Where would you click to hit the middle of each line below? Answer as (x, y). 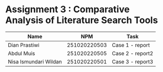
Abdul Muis (22, 53)
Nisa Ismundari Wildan (35, 61)
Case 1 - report (131, 45)
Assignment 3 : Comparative (67, 9)
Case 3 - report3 (133, 61)
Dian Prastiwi (24, 45)
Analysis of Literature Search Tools (81, 20)
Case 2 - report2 (133, 53)
